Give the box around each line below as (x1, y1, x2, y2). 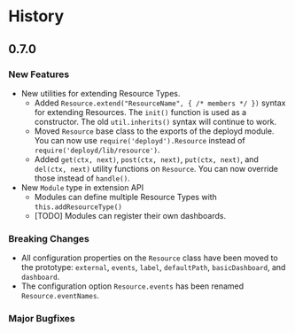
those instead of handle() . (34, 173, 130, 183)
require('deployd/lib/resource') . (34, 144, 160, 155)
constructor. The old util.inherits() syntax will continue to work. (34, 116, 277, 127)
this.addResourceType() (34, 202, 123, 212)
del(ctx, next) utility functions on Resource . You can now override (34, 163, 278, 174)
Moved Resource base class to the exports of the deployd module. (34, 126, 275, 136)
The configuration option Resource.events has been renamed (20, 281, 245, 291)
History (8, 6, 65, 27)
